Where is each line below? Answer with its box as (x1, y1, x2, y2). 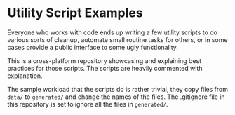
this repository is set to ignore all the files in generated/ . (7, 100, 168, 108)
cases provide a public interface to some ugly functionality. (7, 43, 179, 51)
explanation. (7, 72, 43, 80)
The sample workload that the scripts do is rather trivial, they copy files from (7, 85, 229, 93)
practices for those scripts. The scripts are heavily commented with (7, 64, 203, 72)
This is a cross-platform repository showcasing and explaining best (7, 56, 202, 65)
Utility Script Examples (7, 5, 143, 21)
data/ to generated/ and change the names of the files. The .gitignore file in (7, 93, 226, 101)
